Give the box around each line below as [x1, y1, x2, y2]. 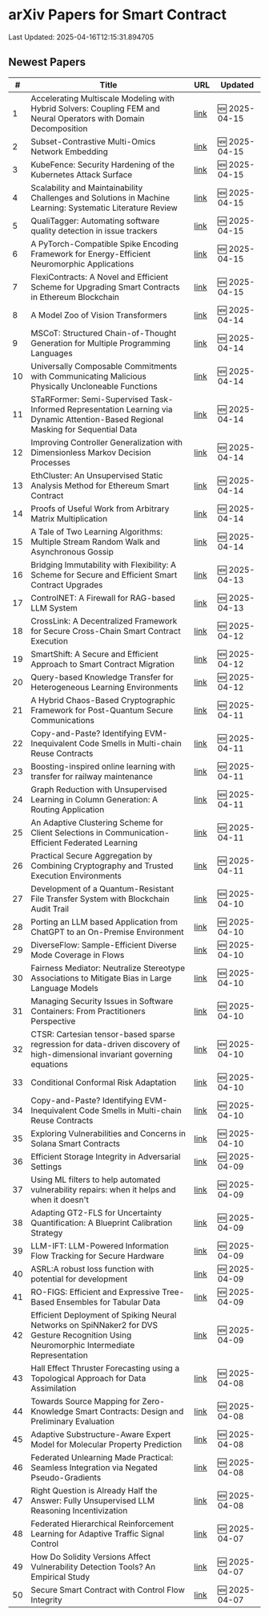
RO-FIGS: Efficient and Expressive [30, 1286, 160, 1297]
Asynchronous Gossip [30, 546, 114, 557]
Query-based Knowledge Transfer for [30, 672, 174, 683]
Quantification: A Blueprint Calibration [30, 1217, 173, 1228]
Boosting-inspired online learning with [30, 761, 176, 772]
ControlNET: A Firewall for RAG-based [30, 592, 176, 603]
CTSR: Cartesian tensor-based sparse [30, 1029, 175, 1040]
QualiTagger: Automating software [30, 215, 160, 226]
